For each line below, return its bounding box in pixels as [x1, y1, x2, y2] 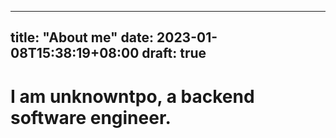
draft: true [141, 45, 207, 62]
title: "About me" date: [10, 29, 155, 46]
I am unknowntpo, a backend [10, 85, 255, 108]
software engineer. [10, 106, 172, 129]
